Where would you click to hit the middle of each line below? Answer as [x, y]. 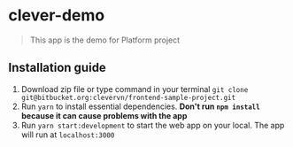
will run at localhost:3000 [68, 135]
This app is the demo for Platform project [105, 40]
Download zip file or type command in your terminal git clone [135, 89]
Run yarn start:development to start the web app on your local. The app [153, 125]
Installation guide [58, 68]
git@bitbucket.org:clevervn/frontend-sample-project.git [128, 97]
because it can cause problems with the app [104, 115]
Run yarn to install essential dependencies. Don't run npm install [140, 106]
